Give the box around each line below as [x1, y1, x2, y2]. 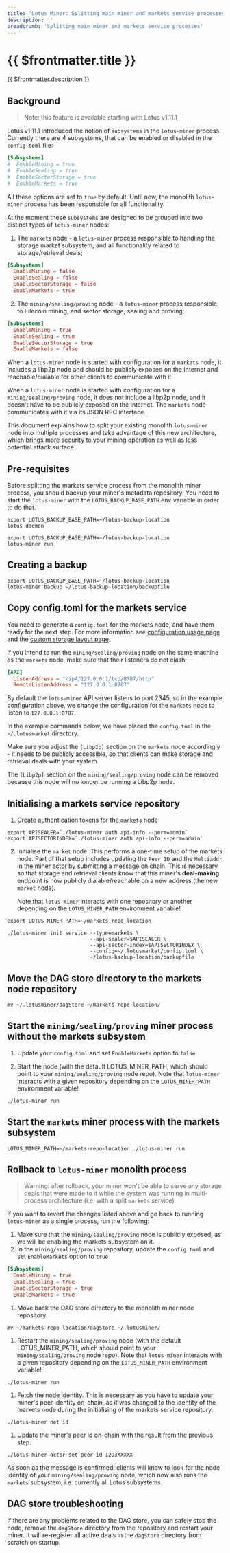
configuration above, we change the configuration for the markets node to [7, 702, 215, 710]
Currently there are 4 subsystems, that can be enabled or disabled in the [7, 134, 212, 142]
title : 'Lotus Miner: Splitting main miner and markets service [7, 10, 194, 17]
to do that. [7, 503, 36, 512]
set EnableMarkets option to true [16, 1252, 108, 1261]
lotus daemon [7, 523, 44, 530]
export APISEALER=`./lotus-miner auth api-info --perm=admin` [7, 829, 188, 836]
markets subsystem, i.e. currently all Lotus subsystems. [7, 1478, 163, 1486]
